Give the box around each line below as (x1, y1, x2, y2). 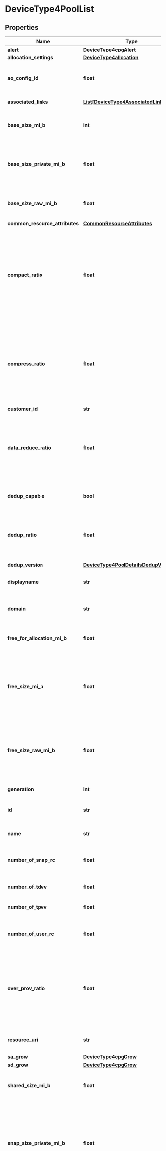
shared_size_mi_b (7, 1082, 51, 1089)
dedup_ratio (7, 531, 37, 538)
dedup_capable (7, 493, 45, 499)
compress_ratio (7, 360, 45, 367)
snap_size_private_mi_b (7, 1140, 66, 1146)
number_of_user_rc (7, 930, 54, 937)
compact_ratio (7, 271, 43, 278)
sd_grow (7, 1061, 29, 1068)
